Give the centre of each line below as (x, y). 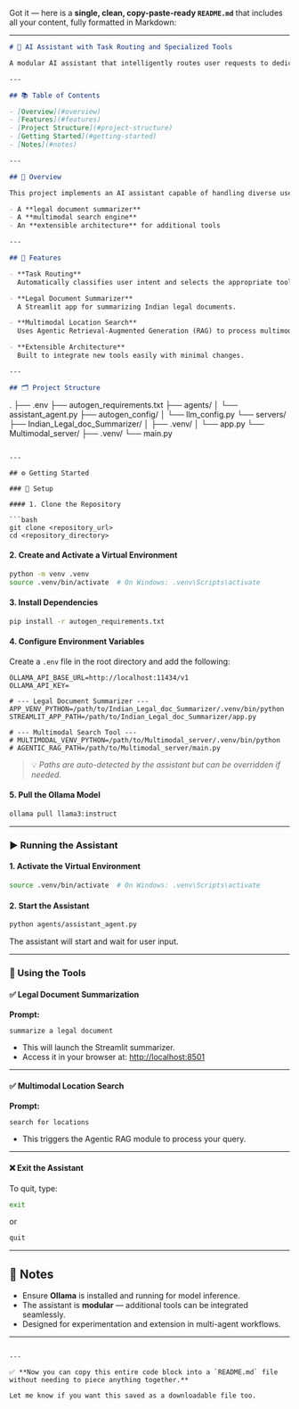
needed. (46, 775)
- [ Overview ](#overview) (55, 112)
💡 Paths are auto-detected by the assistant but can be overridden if (156, 764)
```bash (24, 520)
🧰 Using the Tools (48, 973)
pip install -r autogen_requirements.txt (87, 621)
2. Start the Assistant (49, 906)
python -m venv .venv (49, 574)
